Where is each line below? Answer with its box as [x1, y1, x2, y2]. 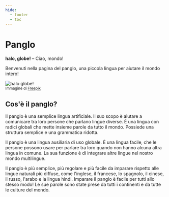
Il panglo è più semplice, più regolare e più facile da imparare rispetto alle [5, 166, 159, 172]
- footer [10, 12, 29, 17]
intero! [5, 71, 19, 77]
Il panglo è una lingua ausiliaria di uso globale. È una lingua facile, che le [5, 139, 157, 145]
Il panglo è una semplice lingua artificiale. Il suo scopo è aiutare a [5, 113, 143, 119]
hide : [5, 7, 17, 13]
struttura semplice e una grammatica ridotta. [5, 129, 99, 136]
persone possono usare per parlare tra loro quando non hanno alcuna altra [5, 145, 162, 151]
